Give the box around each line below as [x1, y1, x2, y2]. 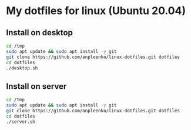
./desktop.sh [6, 65, 38, 71]
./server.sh [6, 119, 35, 125]
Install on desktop [6, 28, 73, 38]
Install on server [6, 81, 67, 91]
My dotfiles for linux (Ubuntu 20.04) [6, 4, 186, 18]
